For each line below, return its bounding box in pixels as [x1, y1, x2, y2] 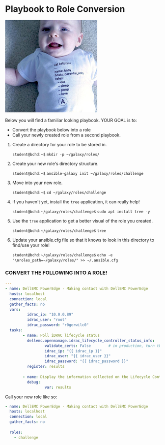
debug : [27, 380, 41, 384]
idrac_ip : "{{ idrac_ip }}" [44, 349, 102, 353]
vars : [9, 307, 21, 312]
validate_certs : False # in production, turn [44, 343, 155, 348]
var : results [44, 385, 71, 390]
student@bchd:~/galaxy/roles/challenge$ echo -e [12, 253, 113, 257]
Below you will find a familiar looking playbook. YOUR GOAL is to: [5, 117, 137, 123]
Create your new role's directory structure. [12, 160, 99, 166]
